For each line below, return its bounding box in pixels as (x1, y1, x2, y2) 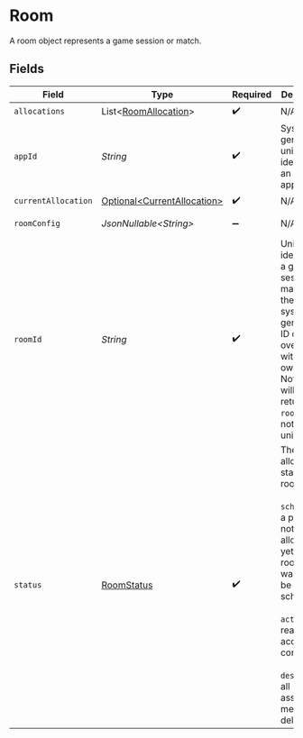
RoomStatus (101, 579, 153, 591)
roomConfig (14, 218, 60, 228)
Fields (9, 61, 45, 77)
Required (231, 87, 272, 100)
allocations (14, 106, 66, 117)
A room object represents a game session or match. (9, 35, 202, 46)
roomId (14, 334, 42, 344)
